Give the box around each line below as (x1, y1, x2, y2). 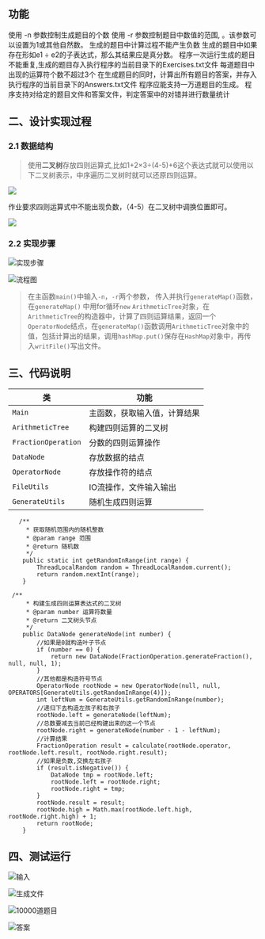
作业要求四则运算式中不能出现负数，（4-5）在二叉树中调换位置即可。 (8, 201, 232, 212)
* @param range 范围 (25, 534, 91, 542)
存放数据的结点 (89, 452, 145, 463)
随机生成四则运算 (89, 496, 153, 507)
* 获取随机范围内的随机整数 (25, 525, 104, 533)
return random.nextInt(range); (36, 570, 140, 578)
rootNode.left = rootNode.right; (50, 777, 161, 786)
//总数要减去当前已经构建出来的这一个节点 (36, 720, 156, 727)
